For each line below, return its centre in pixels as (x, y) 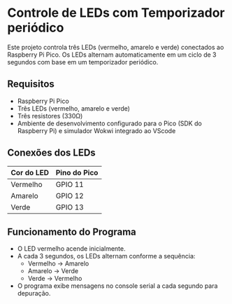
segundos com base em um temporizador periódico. (83, 62)
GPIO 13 (70, 207)
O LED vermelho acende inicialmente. (71, 249)
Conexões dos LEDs (51, 153)
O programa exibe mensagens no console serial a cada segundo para (117, 286)
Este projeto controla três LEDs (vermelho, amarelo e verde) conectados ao (116, 47)
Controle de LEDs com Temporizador (116, 13)
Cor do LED (30, 172)
